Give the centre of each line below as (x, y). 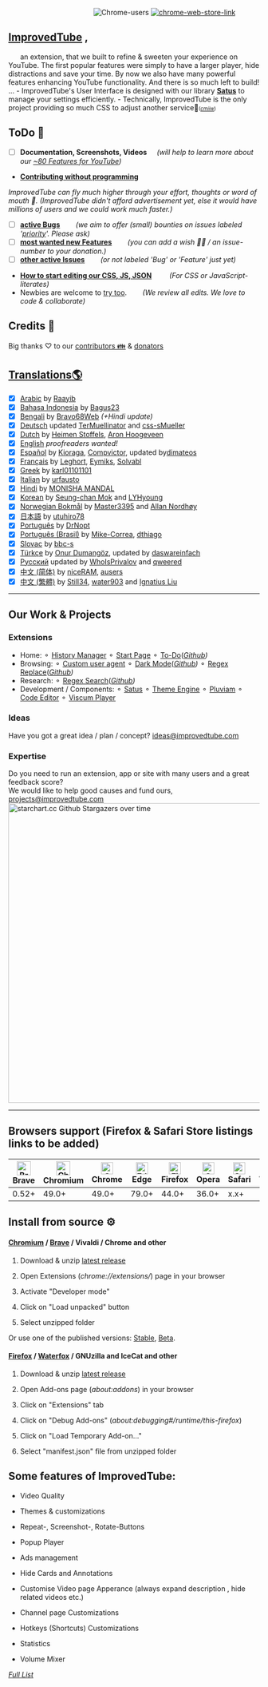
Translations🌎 (45, 375)
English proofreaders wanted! (69, 443)
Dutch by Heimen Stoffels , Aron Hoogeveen (91, 434)
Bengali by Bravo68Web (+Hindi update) (86, 416)
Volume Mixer (42, 1659)
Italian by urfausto (49, 479)
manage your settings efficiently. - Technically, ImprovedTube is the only (128, 99)
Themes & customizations (62, 1511)
